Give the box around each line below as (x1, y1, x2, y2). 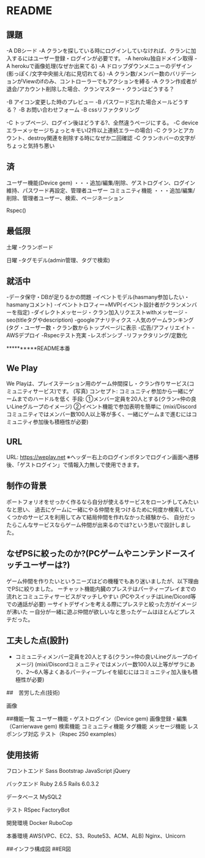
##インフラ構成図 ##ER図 (6, 845, 72, 852)
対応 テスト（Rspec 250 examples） (27, 730, 120, 737)
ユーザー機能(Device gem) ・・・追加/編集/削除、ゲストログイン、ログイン (6, 179, 196, 186)
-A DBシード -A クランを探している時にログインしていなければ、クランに (6, 47, 191, 54)
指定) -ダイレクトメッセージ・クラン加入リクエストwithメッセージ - (17, 309, 188, 316)
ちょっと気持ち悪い (6, 142, 55, 149)
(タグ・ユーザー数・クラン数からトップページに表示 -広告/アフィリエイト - (6, 324, 195, 332)
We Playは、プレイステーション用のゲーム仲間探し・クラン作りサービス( (6, 380, 190, 387)
